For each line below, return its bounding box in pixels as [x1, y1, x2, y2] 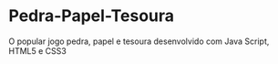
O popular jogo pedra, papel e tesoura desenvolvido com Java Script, [8, 36, 270, 47]
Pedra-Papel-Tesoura [8, 5, 175, 27]
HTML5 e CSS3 [8, 45, 67, 56]
